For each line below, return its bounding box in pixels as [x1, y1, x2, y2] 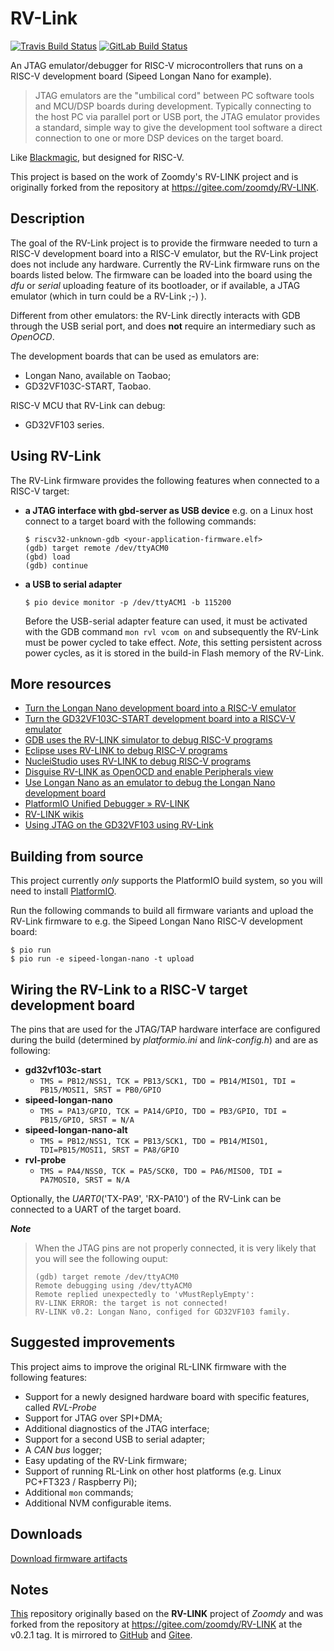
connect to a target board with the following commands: [24, 515, 257, 527]
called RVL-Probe [24, 1401, 97, 1413]
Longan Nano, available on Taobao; [24, 369, 172, 381]
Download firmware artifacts [10, 1552, 128, 1564]
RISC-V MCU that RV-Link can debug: [10, 399, 166, 411]
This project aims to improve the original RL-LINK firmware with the [10, 1360, 287, 1372]
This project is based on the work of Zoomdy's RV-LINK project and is [10, 170, 299, 182]
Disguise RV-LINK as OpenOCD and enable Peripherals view [24, 766, 274, 778]
